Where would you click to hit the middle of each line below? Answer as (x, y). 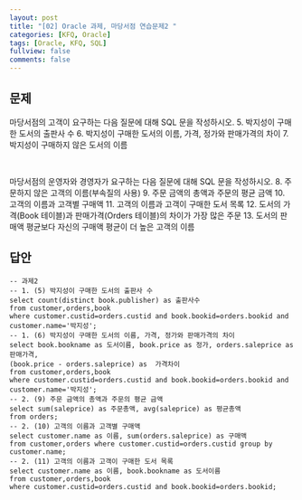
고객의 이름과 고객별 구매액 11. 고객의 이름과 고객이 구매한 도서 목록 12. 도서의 (146, 203)
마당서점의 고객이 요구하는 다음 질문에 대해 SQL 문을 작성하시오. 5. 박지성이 (142, 122)
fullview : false (40, 52)
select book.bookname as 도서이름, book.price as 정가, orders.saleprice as (151, 344)
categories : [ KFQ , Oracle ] (60, 34)
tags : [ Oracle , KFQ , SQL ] (58, 43)
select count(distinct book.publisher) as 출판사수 (105, 300)
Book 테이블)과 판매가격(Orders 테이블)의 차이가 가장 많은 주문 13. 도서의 (149, 215)
